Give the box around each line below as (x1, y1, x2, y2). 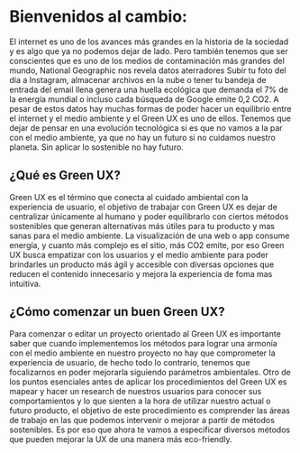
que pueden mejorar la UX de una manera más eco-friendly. (9, 433, 232, 444)
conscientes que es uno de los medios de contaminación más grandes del (9, 55, 286, 66)
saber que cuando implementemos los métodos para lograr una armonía (9, 337, 277, 348)
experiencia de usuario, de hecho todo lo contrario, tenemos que (9, 356, 250, 367)
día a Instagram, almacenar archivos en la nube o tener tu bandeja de (9, 74, 267, 85)
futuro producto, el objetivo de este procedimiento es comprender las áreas (9, 404, 291, 416)
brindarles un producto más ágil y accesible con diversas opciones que (9, 259, 275, 270)
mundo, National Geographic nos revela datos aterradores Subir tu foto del (9, 65, 286, 76)
